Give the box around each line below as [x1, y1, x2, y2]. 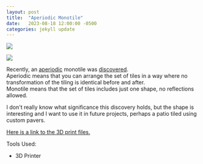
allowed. [6, 92, 28, 99]
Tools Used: [6, 140, 37, 147]
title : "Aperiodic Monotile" [6, 15, 84, 21]
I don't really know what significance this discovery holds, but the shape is [6, 103, 194, 111]
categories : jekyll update [6, 26, 75, 32]
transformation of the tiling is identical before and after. [6, 79, 146, 86]
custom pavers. [6, 117, 46, 124]
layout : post [6, 9, 40, 15]
